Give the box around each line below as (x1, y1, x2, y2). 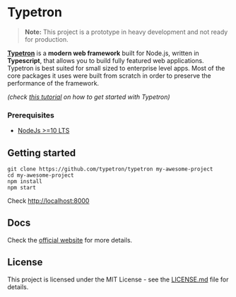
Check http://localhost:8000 (7, 197, 90, 205)
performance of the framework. (7, 78, 100, 87)
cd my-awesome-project (7, 172, 74, 179)
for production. (24, 35, 69, 43)
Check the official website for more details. (7, 235, 133, 244)
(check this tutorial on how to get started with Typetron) (7, 93, 171, 101)
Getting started (7, 146, 76, 159)
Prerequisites (7, 110, 54, 120)
